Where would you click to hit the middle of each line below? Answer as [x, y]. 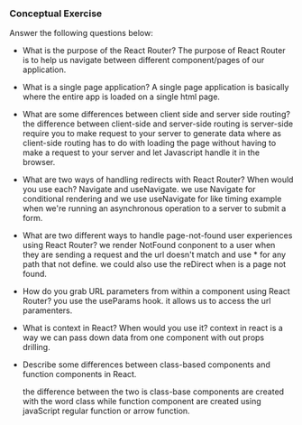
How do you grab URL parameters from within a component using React [156, 291]
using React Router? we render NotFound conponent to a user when [149, 245]
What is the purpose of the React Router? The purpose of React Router [154, 51]
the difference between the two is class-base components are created [153, 392]
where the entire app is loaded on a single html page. [121, 97]
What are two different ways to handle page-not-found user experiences [157, 236]
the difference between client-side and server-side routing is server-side [158, 124]
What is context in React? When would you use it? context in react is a [153, 328]
